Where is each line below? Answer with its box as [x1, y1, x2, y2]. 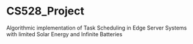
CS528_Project [6, 4, 84, 18]
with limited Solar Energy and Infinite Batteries [6, 30, 123, 37]
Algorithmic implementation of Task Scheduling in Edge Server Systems [6, 24, 188, 31]
